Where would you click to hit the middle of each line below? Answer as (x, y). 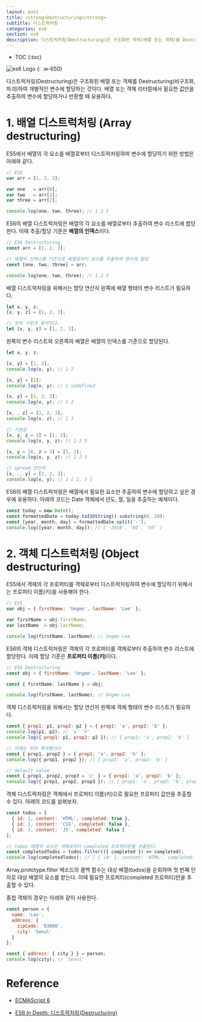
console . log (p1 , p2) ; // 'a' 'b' (48, 732)
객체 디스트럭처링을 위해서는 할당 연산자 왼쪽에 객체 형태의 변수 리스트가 (90, 707)
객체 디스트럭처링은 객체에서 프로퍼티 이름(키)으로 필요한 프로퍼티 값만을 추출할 (99, 794)
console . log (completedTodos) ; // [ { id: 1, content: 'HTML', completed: (101, 858)
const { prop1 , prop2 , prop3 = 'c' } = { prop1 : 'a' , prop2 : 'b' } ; (94, 776)
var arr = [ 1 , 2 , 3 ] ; (33, 178)
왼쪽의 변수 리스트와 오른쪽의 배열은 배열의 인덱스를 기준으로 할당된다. (88, 341)
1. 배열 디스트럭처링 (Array (69, 123)
